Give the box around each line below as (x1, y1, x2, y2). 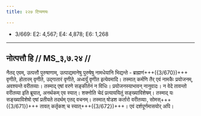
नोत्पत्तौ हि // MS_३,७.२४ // (6, 53, 91, 63)
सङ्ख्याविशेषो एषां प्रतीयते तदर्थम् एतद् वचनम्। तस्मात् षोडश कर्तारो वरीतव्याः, (6, 96, 148, 103)
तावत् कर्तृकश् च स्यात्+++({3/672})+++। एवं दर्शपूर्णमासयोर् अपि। (39, 103, 174, 110)
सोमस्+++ (149, 96, 172, 103)
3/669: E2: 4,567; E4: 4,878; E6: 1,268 (14, 30, 109, 38)
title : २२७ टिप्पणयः (6, 8, 48, 15)
